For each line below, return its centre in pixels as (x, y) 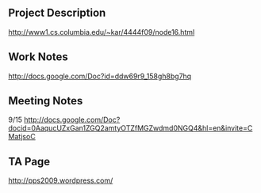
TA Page (29, 161)
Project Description (57, 13)
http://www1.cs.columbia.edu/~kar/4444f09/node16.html (102, 32)
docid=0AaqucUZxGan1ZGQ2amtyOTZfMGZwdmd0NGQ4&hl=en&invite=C (130, 128)
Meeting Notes (46, 101)
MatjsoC (22, 137)
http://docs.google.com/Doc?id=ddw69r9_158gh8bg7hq (100, 76)
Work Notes (38, 57)
